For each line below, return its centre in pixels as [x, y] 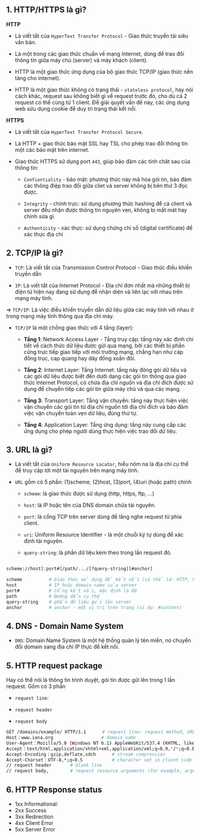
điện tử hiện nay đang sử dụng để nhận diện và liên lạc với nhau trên [99, 292]
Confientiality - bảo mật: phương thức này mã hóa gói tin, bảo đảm [107, 179]
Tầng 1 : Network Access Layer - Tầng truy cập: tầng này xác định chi [108, 339]
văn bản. [26, 42]
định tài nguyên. [43, 541]
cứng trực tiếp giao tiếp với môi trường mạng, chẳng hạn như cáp [103, 351]
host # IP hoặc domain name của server [71, 585]
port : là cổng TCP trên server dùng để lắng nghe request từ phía [103, 517]
